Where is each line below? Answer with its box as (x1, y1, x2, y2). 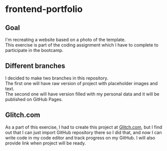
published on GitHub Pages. (5, 96, 63, 102)
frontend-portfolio (5, 3, 83, 15)
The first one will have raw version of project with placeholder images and (5, 80, 158, 86)
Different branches (5, 61, 65, 70)
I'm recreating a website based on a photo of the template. (5, 36, 126, 42)
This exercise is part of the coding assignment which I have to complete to (5, 42, 158, 48)
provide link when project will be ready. (5, 140, 86, 146)
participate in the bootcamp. (5, 47, 63, 53)
